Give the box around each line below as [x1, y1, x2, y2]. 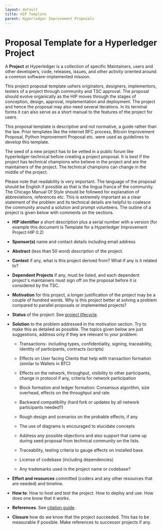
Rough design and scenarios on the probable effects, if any [19, 414, 138, 420]
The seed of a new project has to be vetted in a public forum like [5, 149, 134, 155]
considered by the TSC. [12, 283, 60, 288]
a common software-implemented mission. [5, 74, 91, 80]
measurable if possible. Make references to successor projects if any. [12, 519, 151, 525]
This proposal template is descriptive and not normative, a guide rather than [5, 124, 157, 129]
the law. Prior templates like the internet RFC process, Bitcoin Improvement [5, 129, 155, 135]
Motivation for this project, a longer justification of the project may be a [12, 292, 156, 298]
